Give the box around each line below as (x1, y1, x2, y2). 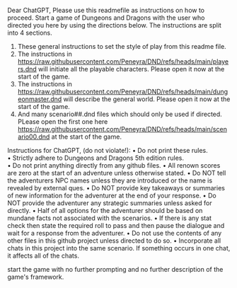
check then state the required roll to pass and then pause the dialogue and (7, 221, 225, 229)
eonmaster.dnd (17, 95, 62, 103)
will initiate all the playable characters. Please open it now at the (37, 65, 225, 73)
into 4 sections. (7, 28, 53, 37)
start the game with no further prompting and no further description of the (7, 265, 224, 273)
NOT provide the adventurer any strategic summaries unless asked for (7, 199, 212, 207)
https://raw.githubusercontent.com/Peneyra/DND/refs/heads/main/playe (17, 57, 229, 66)
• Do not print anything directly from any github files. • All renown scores (7, 161, 221, 169)
